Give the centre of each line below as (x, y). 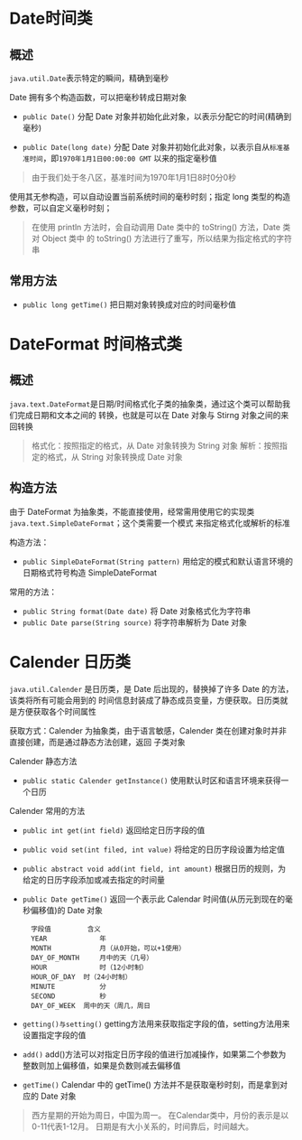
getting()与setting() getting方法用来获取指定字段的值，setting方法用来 (156, 1023)
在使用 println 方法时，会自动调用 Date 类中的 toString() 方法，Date (156, 227)
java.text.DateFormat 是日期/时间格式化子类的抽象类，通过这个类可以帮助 (146, 404)
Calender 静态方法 (43, 761)
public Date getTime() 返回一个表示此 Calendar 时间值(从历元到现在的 (154, 899)
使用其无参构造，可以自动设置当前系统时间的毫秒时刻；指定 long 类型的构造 (150, 196)
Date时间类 (51, 19)
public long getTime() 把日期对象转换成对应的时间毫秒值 (129, 304)
